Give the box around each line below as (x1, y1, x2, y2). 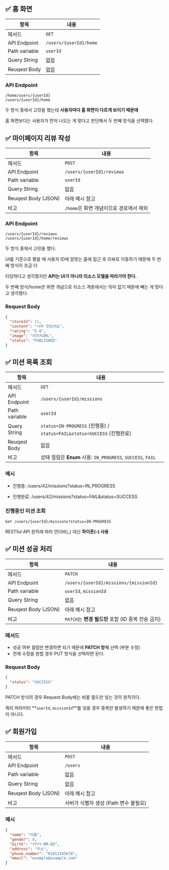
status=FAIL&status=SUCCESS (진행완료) (40, 430, 132, 437)
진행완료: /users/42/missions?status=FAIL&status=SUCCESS (12, 494, 137, 500)
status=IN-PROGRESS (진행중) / (40, 422, 110, 429)
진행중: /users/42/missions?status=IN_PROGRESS (12, 482, 116, 488)
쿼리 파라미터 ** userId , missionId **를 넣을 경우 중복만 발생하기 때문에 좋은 (5, 705, 154, 711)
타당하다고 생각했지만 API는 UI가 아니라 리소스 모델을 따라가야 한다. (5, 273, 137, 279)
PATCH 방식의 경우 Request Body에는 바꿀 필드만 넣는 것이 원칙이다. (5, 694, 141, 700)
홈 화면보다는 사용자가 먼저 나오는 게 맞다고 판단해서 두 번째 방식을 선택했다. (5, 118, 154, 124)
